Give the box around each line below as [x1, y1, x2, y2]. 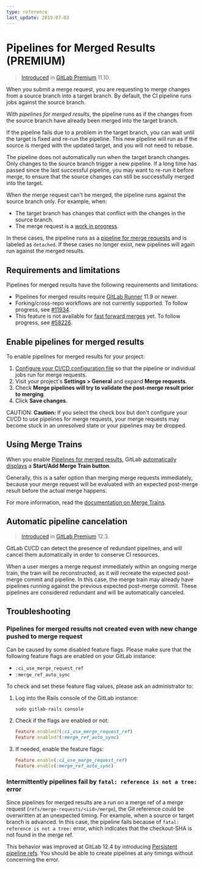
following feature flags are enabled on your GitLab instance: [6, 653, 157, 660]
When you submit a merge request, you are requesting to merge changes [6, 86, 191, 93]
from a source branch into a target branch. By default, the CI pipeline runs [6, 92, 192, 99]
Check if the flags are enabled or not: [15, 717, 109, 724]
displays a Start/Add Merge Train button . [6, 462, 111, 470]
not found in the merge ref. [6, 831, 74, 839]
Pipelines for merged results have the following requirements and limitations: [6, 281, 199, 288]
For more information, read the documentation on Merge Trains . [6, 498, 166, 506]
